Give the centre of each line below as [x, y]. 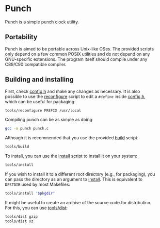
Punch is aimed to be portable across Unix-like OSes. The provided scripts [80, 49]
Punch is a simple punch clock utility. [42, 22]
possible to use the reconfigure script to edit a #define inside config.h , [75, 96]
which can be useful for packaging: [40, 101]
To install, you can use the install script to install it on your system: [71, 156]
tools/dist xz [19, 221]
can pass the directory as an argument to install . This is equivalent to [74, 179]
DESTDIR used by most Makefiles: [38, 184]
